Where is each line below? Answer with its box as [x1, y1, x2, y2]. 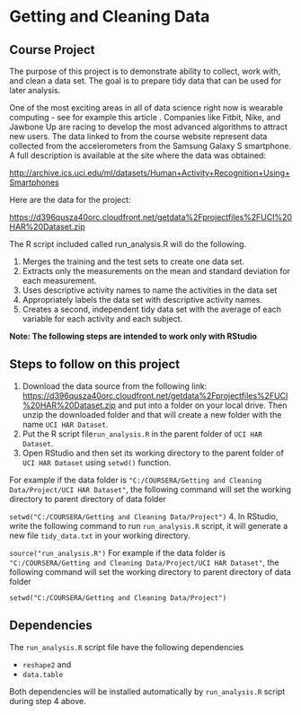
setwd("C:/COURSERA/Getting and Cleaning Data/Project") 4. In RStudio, [9, 510, 279, 522]
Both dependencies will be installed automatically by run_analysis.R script [9, 685, 286, 697]
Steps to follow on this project [9, 357, 181, 372]
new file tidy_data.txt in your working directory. [9, 530, 190, 541]
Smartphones [9, 177, 60, 188]
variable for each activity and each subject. [22, 313, 183, 324]
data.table [22, 670, 64, 679]
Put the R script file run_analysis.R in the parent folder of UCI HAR [22, 428, 263, 439]
